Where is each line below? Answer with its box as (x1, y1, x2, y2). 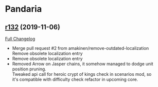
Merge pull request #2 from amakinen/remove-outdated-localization (12, 45, 149, 51)
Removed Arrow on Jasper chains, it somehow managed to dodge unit (12, 61, 154, 66)
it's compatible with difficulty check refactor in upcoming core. (12, 77, 138, 82)
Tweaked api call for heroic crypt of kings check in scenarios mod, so (12, 71, 152, 77)
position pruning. (12, 66, 46, 72)
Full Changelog (5, 36, 35, 42)
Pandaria (5, 3, 42, 15)
